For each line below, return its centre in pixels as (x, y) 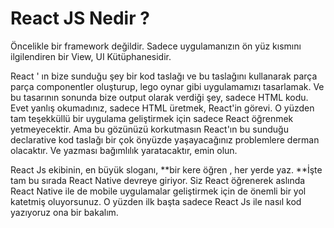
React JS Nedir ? (80, 18)
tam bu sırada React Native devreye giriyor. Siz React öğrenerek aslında (158, 180)
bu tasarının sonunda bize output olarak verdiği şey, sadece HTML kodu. (159, 97)
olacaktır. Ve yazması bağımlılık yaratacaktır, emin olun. (124, 150)
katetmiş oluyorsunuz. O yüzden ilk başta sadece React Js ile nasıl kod (156, 201)
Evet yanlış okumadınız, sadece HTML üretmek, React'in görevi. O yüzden (162, 108)
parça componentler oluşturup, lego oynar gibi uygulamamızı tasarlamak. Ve (167, 86)
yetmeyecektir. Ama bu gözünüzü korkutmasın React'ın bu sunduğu (149, 129)
